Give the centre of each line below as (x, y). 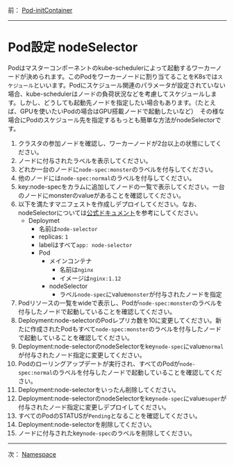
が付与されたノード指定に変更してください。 (82, 355)
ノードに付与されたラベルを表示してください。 (85, 160)
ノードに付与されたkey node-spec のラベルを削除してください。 (107, 433)
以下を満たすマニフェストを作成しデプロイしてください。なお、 (109, 204)
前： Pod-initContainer (40, 10)
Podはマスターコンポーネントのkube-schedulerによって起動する (100, 67)
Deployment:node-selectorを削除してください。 (86, 424)
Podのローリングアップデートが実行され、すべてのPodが (99, 364)
